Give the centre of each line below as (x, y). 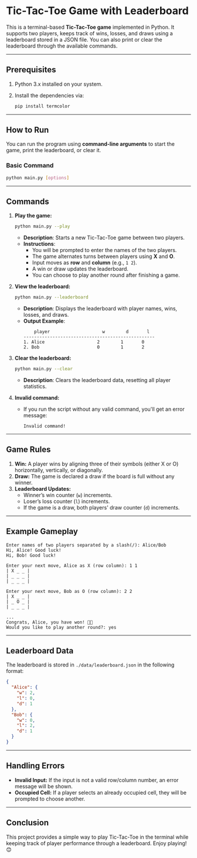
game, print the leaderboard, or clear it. (54, 150)
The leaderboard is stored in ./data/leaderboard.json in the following (90, 665)
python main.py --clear (44, 369)
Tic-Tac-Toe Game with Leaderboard (97, 11)
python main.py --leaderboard (52, 297)
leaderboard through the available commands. (62, 46)
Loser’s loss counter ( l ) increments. (67, 501)
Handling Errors (35, 766)
